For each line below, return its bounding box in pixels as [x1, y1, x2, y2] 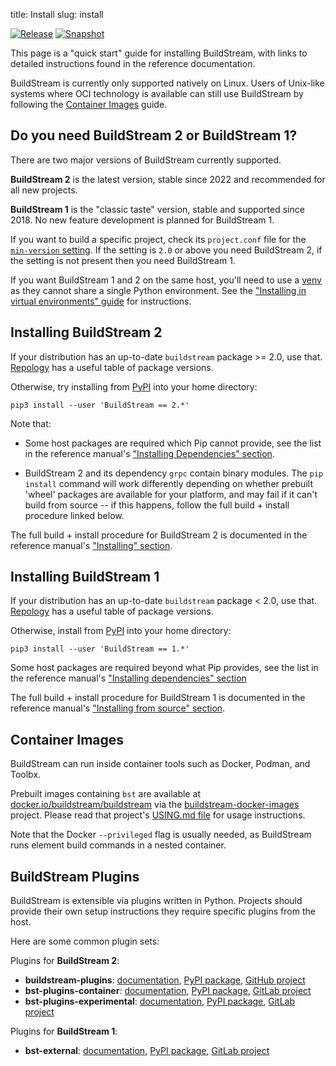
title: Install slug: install [10, 9, 104, 20]
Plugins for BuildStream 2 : [10, 955, 120, 967]
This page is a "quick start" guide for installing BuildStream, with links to [10, 47, 308, 59]
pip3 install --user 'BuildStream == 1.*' [10, 644, 190, 654]
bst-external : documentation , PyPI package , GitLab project [24, 1045, 270, 1057]
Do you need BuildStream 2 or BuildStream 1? [10, 127, 298, 144]
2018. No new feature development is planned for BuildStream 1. [10, 214, 275, 226]
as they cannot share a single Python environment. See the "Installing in [10, 284, 307, 296]
